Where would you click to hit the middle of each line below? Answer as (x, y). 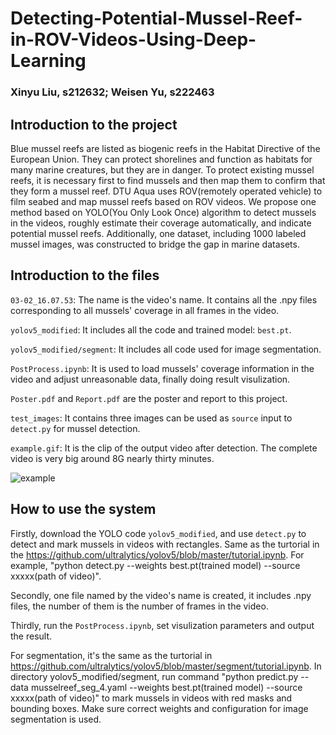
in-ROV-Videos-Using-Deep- (133, 39)
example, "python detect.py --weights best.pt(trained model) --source (155, 565)
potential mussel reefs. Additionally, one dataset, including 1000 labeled (158, 233)
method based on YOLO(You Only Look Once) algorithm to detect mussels (163, 212)
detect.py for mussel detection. (75, 428)
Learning (48, 61)
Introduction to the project (94, 124)
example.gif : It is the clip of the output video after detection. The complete (164, 448)
